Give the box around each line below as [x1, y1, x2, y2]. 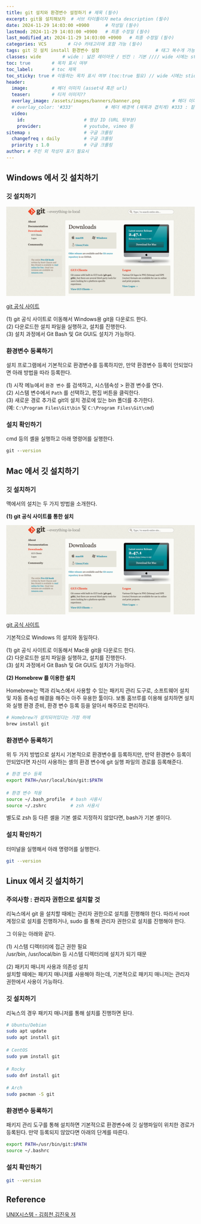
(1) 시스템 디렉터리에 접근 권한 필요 [6, 943, 87, 950]
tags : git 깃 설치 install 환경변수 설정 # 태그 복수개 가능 [6, 48, 196, 54]
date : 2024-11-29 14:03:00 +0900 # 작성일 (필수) [6, 22, 139, 28]
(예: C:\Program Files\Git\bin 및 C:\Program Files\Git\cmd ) [6, 404, 154, 411]
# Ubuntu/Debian [6, 1022, 47, 1028]
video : [11, 111, 28, 117]
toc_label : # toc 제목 [6, 66, 77, 72]
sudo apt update [6, 1028, 47, 1034]
